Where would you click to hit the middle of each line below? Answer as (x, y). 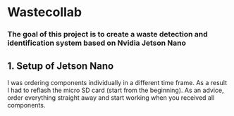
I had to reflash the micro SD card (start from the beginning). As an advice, (116, 90)
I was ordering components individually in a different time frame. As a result (117, 82)
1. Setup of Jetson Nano (61, 66)
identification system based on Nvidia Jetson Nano (97, 43)
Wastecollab (45, 12)
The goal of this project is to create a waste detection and (107, 34)
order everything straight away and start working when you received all (111, 97)
